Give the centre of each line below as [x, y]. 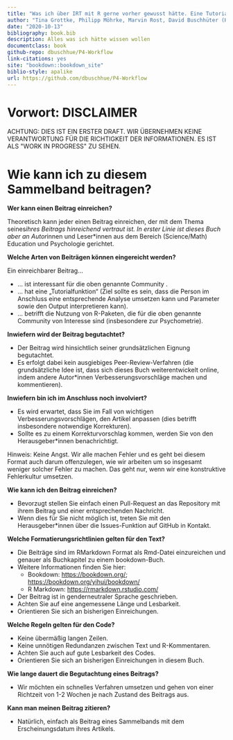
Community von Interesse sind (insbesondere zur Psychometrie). [110, 321]
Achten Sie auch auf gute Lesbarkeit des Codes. [86, 653]
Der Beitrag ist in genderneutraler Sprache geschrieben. [97, 596]
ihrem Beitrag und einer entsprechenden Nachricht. [91, 511]
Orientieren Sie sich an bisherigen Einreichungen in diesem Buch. [111, 660]
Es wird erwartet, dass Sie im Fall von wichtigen [85, 412]
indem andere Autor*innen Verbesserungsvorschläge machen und [112, 377]
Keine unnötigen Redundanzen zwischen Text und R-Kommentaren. [114, 646]
